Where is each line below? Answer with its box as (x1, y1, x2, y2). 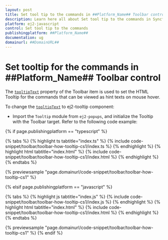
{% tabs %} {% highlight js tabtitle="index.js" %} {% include (5, 193, 129, 199)
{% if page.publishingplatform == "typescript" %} (5, 128, 107, 134)
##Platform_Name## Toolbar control (5, 72, 161, 83)
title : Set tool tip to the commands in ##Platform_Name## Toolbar (5, 12, 149, 17)
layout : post (5, 7, 32, 12)
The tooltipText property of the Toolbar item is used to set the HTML (5, 88, 149, 94)
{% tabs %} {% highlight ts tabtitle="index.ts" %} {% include (5, 138, 130, 144)
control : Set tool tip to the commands (5, 26, 88, 31)
